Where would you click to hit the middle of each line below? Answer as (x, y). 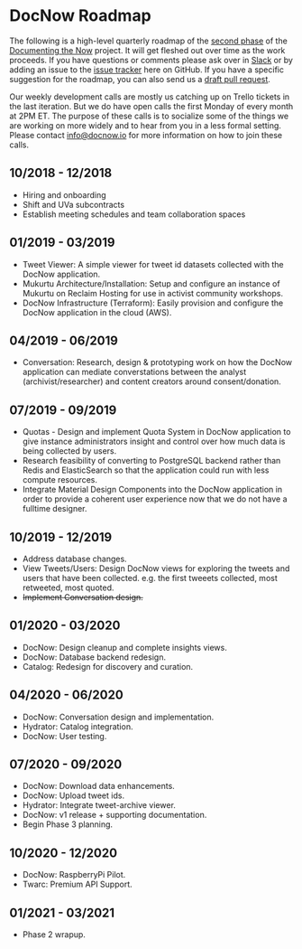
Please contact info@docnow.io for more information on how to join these (146, 135)
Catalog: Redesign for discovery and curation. (108, 666)
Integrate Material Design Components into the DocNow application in (152, 490)
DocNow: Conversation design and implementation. (118, 717)
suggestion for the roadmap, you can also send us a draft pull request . (140, 79)
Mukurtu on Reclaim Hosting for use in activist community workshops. (153, 293)
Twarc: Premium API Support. (77, 884)
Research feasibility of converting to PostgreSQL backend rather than (151, 461)
